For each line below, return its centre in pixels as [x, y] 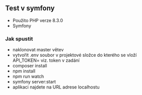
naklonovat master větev [38, 50]
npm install [24, 71]
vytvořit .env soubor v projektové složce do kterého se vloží [75, 55]
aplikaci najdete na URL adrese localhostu [56, 87]
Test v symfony [30, 8]
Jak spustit [19, 39]
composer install [30, 66]
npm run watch [28, 76]
